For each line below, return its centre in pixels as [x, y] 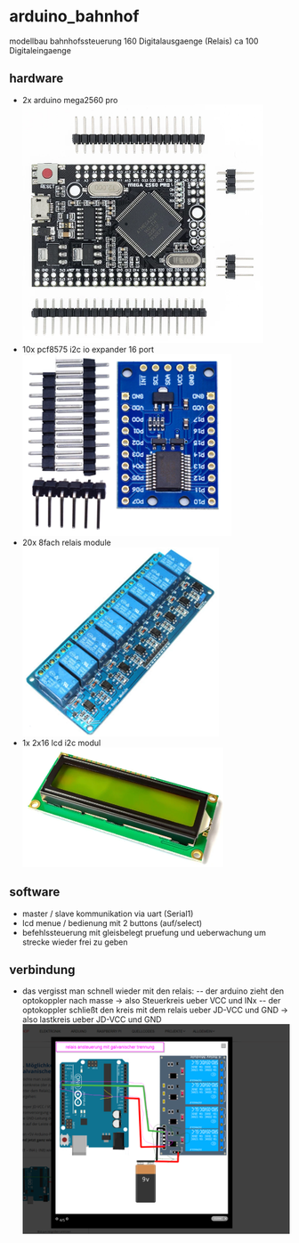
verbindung [42, 969]
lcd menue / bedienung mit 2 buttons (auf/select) [112, 922]
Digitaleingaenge [40, 50]
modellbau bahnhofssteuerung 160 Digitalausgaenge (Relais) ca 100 [134, 41]
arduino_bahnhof [74, 16]
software [35, 892]
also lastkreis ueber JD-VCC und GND [92, 1020]
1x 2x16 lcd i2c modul [61, 743]
